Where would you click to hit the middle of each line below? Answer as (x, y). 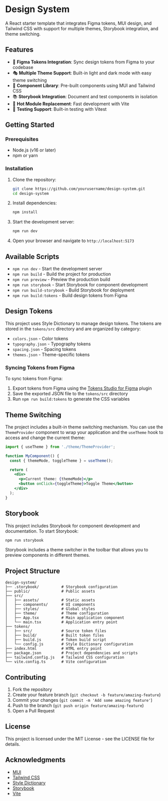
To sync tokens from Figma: (34, 379)
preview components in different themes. (48, 555)
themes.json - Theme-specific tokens (51, 354)
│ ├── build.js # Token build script (56, 640)
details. (13, 744)
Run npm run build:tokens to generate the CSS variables (71, 399)
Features (19, 50)
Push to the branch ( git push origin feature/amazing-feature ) (78, 705)
